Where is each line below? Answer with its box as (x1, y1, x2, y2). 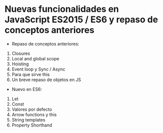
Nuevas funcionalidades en (4, 3, 119, 15)
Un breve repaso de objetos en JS (11, 77, 81, 83)
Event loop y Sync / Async (11, 66, 65, 72)
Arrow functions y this (11, 111, 57, 117)
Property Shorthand (11, 122, 52, 128)
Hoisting (11, 61, 29, 67)
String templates (11, 117, 45, 123)
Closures (11, 50, 31, 56)
